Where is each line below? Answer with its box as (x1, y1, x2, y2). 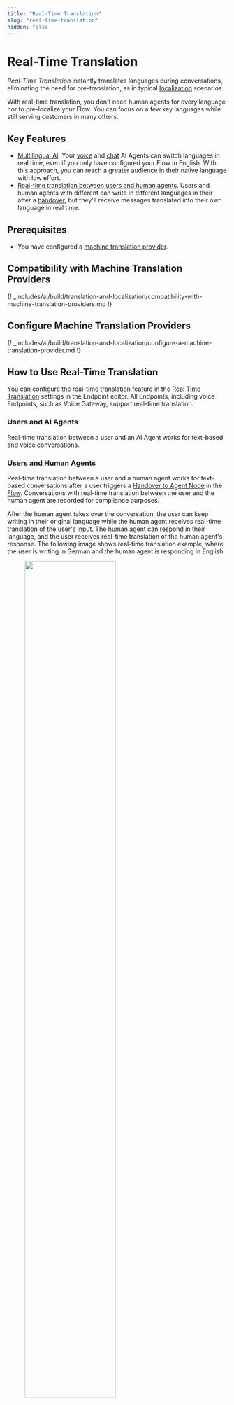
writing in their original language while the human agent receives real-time (7, 517, 221, 525)
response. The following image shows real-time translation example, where (7, 539, 224, 548)
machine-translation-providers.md (7, 299, 106, 308)
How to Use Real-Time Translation (7, 366, 159, 378)
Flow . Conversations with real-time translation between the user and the (7, 488, 215, 497)
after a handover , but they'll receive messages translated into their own (17, 196, 222, 205)
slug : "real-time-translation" (7, 17, 98, 24)
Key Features (7, 132, 66, 144)
